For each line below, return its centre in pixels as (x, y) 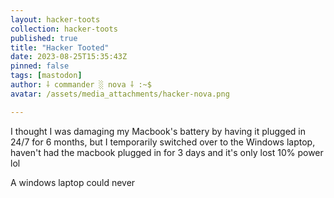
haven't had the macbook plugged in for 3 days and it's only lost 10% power (167, 152)
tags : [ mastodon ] (46, 76)
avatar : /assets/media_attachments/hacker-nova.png (120, 94)
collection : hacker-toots (64, 29)
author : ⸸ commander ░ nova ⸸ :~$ (81, 85)
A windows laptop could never (73, 182)
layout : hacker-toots (55, 19)
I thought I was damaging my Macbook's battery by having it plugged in (158, 131)
